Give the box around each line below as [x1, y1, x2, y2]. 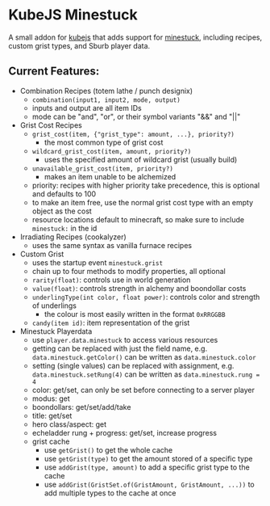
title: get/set [31, 411, 73, 420]
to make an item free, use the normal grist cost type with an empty [31, 197, 254, 207]
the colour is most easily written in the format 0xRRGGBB [44, 309, 226, 318]
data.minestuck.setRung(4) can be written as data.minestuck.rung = [31, 369, 260, 379]
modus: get [31, 394, 70, 403]
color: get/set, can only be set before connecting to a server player [31, 385, 255, 394]
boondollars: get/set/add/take [31, 402, 131, 411]
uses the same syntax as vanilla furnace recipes [31, 240, 192, 250]
